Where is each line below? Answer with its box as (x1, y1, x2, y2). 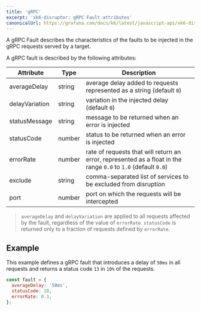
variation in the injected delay (86, 96, 169, 104)
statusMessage (9, 117, 53, 125)
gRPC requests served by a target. (6, 43, 92, 50)
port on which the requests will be (86, 190, 181, 198)
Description (121, 68, 156, 77)
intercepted (86, 198, 118, 206)
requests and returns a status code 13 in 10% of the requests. (6, 265, 156, 273)
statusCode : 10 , (11, 288, 52, 294)
